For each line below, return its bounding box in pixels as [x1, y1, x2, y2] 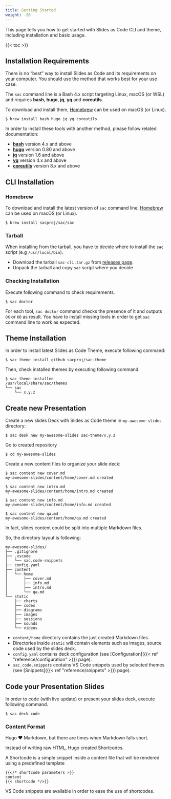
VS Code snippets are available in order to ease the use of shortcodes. [5, 788, 155, 794]
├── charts [14, 599, 38, 604]
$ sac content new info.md [5, 498, 63, 503]
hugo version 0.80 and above [12, 146, 75, 153]
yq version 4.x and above [12, 157, 67, 163]
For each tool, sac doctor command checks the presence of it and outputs [5, 308, 162, 314]
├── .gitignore [5, 549, 38, 554]
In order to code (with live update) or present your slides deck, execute [5, 696, 155, 702]
